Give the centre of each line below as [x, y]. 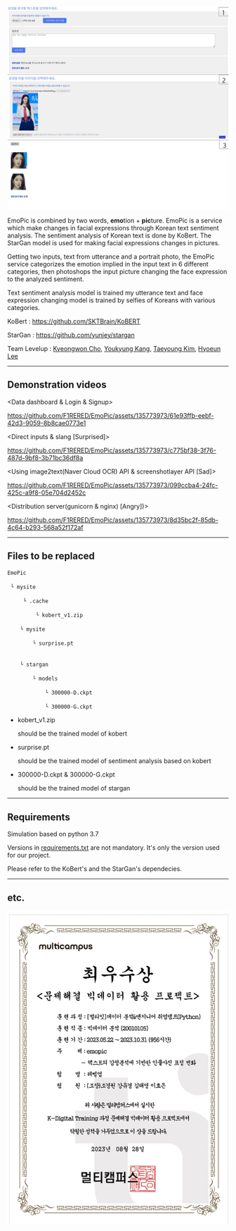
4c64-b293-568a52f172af [45, 527]
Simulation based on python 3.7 [53, 834]
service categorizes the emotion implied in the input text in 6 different [108, 264]
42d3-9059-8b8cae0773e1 [47, 423]
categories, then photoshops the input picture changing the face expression [117, 271]
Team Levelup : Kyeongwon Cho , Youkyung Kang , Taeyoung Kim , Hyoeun [114, 348]
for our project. [29, 855]
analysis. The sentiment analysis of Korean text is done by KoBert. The [110, 235]
